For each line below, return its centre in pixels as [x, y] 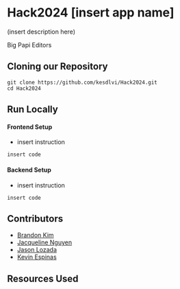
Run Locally [33, 109]
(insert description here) [41, 32]
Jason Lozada [37, 250]
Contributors [35, 219]
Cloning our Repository [57, 67]
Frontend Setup [30, 127]
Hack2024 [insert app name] [91, 13]
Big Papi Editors [29, 45]
